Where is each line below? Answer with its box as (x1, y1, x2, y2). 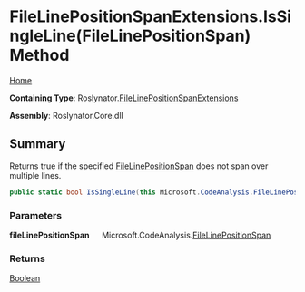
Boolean (9, 273, 41, 284)
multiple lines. (9, 170, 62, 180)
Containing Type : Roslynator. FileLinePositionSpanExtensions (9, 92, 239, 103)
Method (9, 45, 70, 65)
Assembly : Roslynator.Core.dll (9, 110, 124, 121)
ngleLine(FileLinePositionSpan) (9, 25, 251, 46)
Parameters (9, 209, 62, 221)
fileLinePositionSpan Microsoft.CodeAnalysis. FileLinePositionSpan (9, 229, 271, 240)
